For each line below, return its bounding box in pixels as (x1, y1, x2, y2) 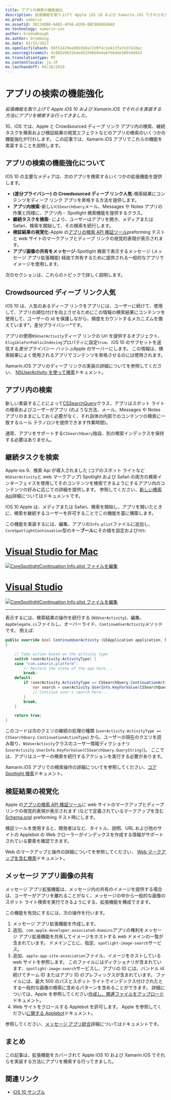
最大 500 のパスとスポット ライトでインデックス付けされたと (35, 978, 163, 984)
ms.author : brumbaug (5, 36, 49, 41)
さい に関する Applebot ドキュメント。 (17, 1010, 96, 1016)
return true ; (14, 713, 42, 718)
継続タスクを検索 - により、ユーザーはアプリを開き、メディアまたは (12, 216, 154, 222)
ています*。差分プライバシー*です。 (9, 322, 85, 328)
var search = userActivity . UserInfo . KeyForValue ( (32, 685, 140, 690)
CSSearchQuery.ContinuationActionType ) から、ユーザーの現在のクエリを (5, 734, 157, 740)
